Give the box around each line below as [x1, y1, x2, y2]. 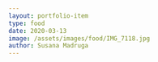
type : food [8, 19, 45, 27]
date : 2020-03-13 [8, 27, 67, 35]
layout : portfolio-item [8, 11, 89, 20]
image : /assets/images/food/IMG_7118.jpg [8, 34, 151, 43]
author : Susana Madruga [8, 42, 89, 50]
